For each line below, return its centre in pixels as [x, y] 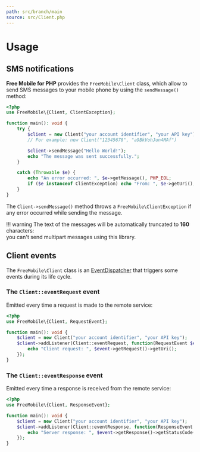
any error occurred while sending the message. [64, 212]
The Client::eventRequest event [53, 292]
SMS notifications [40, 69]
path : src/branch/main [34, 12]
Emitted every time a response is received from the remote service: [89, 389]
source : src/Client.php [36, 17]
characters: [20, 230]
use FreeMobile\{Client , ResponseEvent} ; [58, 405]
